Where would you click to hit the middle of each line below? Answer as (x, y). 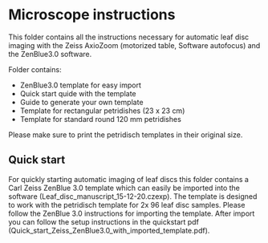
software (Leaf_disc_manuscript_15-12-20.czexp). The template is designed (133, 196)
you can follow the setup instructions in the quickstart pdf (104, 221)
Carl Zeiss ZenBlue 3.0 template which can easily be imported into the (124, 188)
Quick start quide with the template (78, 93)
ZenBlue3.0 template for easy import (81, 85)
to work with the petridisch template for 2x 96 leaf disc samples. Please (127, 205)
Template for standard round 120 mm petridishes (101, 119)
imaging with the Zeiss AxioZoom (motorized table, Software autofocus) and (134, 45)
